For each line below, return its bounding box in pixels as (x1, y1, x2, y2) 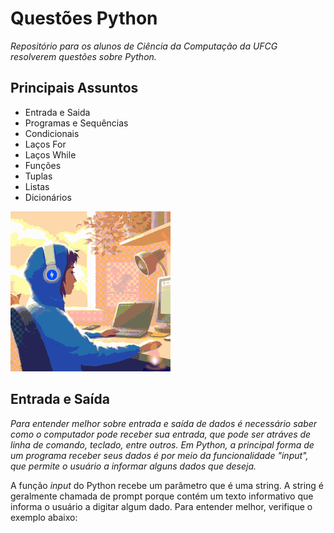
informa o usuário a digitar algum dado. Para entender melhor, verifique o (10, 500, 313, 512)
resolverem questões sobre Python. (10, 50, 157, 62)
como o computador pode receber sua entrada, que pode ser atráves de (10, 428, 312, 440)
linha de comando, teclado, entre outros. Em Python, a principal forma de (10, 438, 315, 451)
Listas (24, 180, 50, 192)
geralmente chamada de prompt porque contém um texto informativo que (10, 490, 314, 502)
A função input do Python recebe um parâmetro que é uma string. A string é (10, 479, 325, 491)
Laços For (24, 138, 67, 150)
